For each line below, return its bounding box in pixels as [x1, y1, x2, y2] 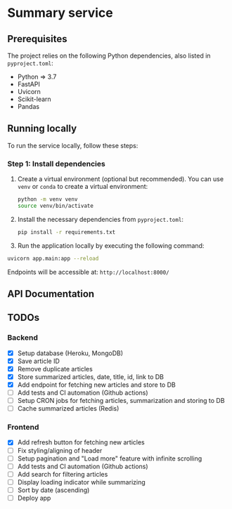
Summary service [7, 5, 114, 21]
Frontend [7, 423, 39, 432]
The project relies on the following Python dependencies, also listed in [7, 51, 211, 60]
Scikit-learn [17, 95, 51, 103]
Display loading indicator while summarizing [17, 477, 146, 486]
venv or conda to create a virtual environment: [17, 183, 148, 191]
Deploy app [17, 494, 51, 502]
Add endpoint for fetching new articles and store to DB [17, 381, 176, 389]
